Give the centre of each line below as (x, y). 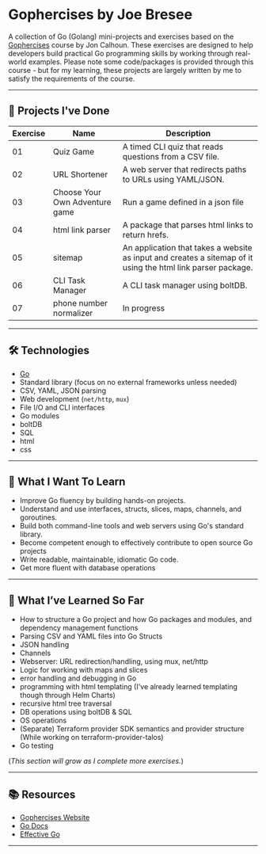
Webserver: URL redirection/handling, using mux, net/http (114, 661)
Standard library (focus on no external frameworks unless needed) (128, 382)
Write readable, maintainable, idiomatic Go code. (99, 559)
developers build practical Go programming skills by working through (121, 53)
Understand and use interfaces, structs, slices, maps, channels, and (131, 509)
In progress (144, 308)
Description (188, 133)
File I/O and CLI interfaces (62, 407)
